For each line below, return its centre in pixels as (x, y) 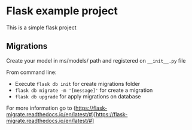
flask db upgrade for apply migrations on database (78, 96)
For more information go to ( (41, 108)
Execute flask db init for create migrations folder (77, 83)
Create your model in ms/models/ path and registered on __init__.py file (96, 60)
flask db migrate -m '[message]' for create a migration (84, 90)
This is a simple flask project (41, 27)
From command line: (31, 72)
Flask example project (62, 11)
